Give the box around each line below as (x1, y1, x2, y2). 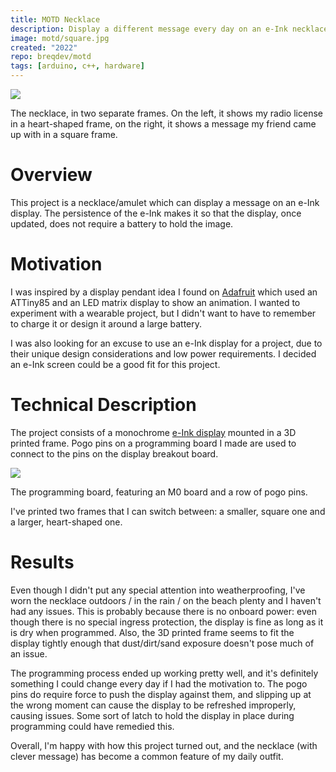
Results (10, 551, 75, 573)
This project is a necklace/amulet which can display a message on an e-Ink (10, 196, 320, 208)
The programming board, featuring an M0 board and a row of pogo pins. (10, 486, 308, 498)
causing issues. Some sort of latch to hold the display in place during (10, 709, 295, 721)
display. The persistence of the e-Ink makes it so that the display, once (10, 207, 302, 219)
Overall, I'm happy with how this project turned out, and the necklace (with (10, 739, 318, 751)
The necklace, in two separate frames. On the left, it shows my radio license (10, 107, 323, 119)
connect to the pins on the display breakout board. (10, 447, 219, 460)
